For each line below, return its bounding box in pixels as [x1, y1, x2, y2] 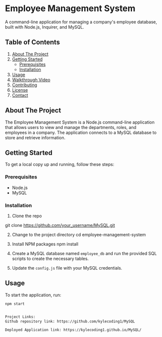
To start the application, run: [5, 292, 61, 298]
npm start [5, 301, 25, 306]
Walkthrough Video [12, 77, 51, 82]
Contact [12, 92, 28, 98]
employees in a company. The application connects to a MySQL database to [5, 129, 157, 135]
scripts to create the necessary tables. [12, 256, 89, 261]
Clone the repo [12, 213, 42, 219]
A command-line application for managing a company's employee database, [5, 19, 157, 25]
